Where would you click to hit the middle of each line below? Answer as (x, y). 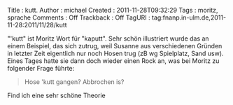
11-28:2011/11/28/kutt (37, 25)
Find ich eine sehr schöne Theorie (57, 95)
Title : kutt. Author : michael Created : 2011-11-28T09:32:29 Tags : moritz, (113, 10)
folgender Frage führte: (41, 68)
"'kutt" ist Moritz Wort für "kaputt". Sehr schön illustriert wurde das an (108, 38)
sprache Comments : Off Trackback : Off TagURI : (79, 17)
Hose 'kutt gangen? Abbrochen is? (74, 82)
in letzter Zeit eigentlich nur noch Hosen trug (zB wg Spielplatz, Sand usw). (115, 53)
